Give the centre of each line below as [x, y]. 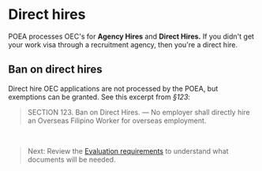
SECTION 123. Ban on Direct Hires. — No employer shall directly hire [138, 112]
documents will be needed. [71, 159]
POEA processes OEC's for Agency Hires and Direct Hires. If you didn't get [131, 36]
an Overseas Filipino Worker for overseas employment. [117, 121]
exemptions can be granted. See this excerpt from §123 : [99, 97]
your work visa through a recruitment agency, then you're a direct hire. [123, 44]
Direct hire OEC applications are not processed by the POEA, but [113, 88]
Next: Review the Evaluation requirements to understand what [128, 151]
